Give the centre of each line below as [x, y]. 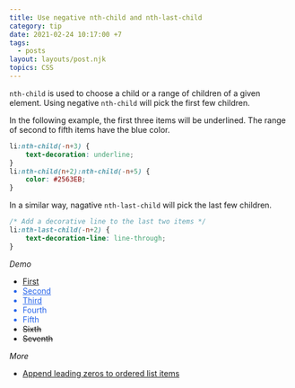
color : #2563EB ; [56, 180]
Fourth [35, 310]
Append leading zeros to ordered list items [101, 373]
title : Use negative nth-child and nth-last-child [106, 18]
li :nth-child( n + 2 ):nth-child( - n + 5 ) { [80, 172]
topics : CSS [31, 68]
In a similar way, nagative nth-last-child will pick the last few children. [140, 205]
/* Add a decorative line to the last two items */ [108, 222]
